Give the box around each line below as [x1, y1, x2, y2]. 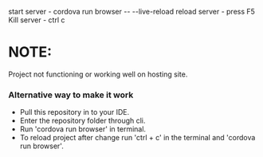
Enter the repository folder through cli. [19, 116, 146, 126]
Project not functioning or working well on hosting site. [8, 69, 188, 79]
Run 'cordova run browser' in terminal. [19, 124, 146, 134]
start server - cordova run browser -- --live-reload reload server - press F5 [8, 7, 255, 16]
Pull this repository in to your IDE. [19, 108, 130, 117]
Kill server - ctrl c [8, 15, 65, 25]
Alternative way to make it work [8, 89, 134, 100]
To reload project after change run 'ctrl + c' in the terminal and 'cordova [19, 133, 256, 143]
